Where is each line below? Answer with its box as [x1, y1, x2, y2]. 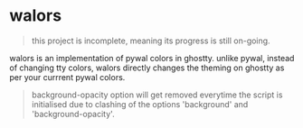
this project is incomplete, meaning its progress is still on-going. [31, 35, 270, 46]
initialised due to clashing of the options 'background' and [31, 98, 249, 109]
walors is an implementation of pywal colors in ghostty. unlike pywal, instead [9, 52, 295, 63]
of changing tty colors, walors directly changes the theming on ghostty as [9, 62, 285, 73]
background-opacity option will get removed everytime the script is [31, 89, 283, 100]
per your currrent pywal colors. [9, 71, 126, 82]
